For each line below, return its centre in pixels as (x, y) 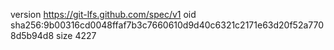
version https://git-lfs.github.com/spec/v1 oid (103, 14)
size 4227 (76, 35)
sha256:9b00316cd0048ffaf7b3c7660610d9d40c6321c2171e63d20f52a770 (167, 25)
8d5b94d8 (32, 35)
